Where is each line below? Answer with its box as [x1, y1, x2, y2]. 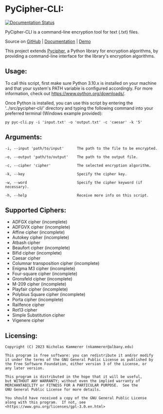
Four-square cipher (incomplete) [12, 271, 78, 276]
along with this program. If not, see [5, 400, 86, 405]
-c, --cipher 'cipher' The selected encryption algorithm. [5, 163, 151, 168]
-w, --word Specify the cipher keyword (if [5, 180, 143, 185]
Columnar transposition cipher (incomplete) [12, 260, 100, 266]
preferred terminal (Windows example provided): [5, 110, 103, 116]
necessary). [5, 184, 29, 189]
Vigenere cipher [12, 317, 45, 323]
